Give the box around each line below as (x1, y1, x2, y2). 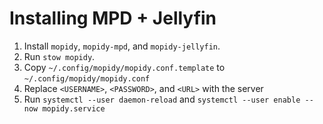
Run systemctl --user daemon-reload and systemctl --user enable (23, 93, 301, 105)
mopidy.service (42, 103, 106, 114)
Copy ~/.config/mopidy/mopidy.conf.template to (23, 61, 226, 73)
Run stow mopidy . (23, 50, 96, 62)
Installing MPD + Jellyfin (9, 7, 217, 30)
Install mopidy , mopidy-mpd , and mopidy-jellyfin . (23, 40, 221, 52)
